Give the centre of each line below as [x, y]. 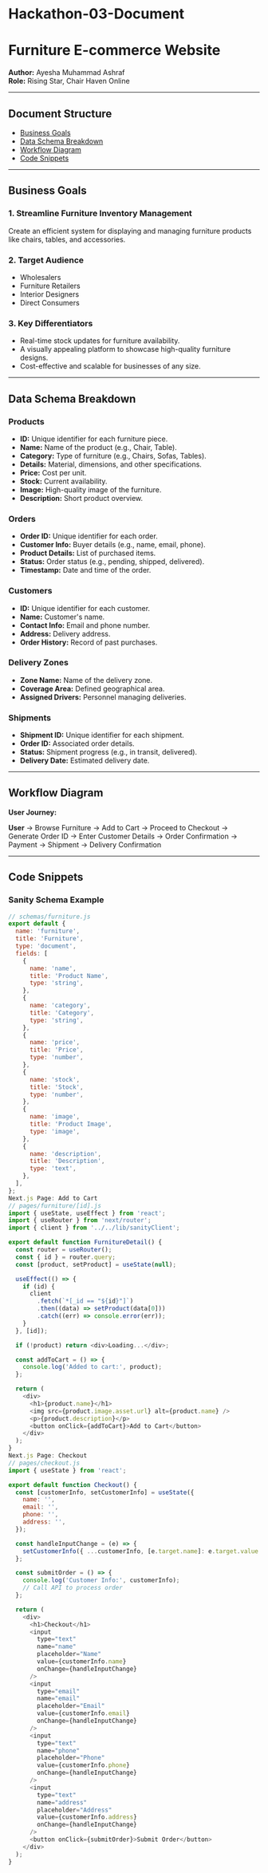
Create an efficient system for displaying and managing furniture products [130, 231]
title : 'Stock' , [56, 1087]
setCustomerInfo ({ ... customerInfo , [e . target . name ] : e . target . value [141, 1551]
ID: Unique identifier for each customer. [85, 608]
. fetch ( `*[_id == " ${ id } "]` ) [85, 1301]
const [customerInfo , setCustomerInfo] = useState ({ [105, 1492]
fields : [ [32, 953]
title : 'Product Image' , [71, 1124]
